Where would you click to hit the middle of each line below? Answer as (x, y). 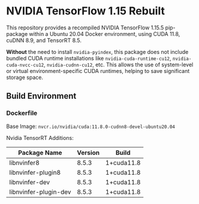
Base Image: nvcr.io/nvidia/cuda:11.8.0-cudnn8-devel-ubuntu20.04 (91, 126)
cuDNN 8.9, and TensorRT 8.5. (44, 40)
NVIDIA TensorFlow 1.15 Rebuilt (85, 11)
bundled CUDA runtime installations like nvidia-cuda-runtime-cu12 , (89, 58)
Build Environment (41, 96)
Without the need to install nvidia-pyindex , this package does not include (97, 51)
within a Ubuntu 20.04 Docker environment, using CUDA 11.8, (105, 34)
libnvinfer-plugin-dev (40, 191)
